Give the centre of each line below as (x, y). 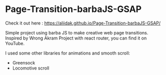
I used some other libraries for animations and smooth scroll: (68, 53)
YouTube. (15, 43)
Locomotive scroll (31, 68)
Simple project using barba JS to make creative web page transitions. (77, 32)
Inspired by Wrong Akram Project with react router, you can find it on (76, 38)
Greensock (24, 62)
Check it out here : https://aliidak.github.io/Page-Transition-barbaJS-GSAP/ (83, 23)
